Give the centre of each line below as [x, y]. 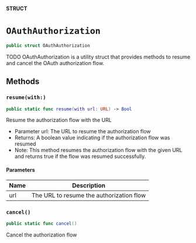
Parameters [20, 170]
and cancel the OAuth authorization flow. [55, 63]
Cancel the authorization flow [42, 235]
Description [89, 185]
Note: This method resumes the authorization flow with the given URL [98, 150]
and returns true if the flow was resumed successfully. [80, 156]
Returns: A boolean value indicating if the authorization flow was [92, 138]
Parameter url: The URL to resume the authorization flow [82, 131]
